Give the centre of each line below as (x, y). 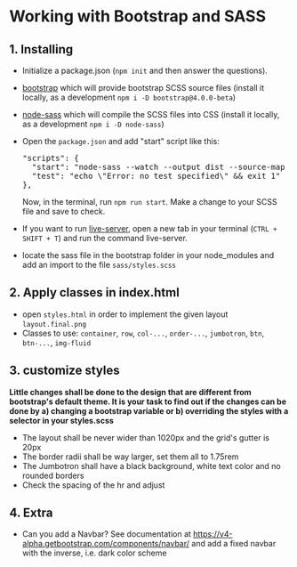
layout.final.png (54, 324)
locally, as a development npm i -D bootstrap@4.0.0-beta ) (129, 97)
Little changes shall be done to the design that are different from (130, 392)
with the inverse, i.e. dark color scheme (94, 553)
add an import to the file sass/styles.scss (99, 265)
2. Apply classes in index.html (94, 292)
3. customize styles (64, 371)
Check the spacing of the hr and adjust (93, 485)
